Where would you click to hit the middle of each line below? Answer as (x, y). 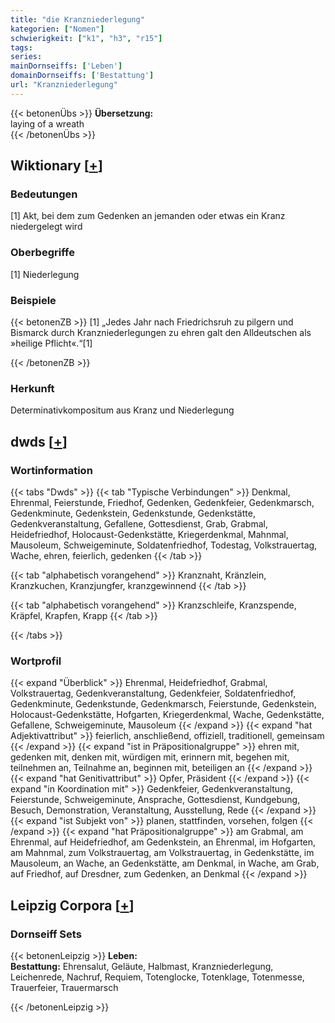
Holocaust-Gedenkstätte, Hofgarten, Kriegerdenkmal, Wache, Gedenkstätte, (167, 715)
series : (26, 57)
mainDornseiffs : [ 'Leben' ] (66, 66)
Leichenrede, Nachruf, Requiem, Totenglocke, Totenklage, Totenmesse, (157, 977)
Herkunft (32, 388)
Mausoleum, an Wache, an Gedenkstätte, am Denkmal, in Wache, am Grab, (165, 863)
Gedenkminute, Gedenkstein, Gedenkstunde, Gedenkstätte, (133, 513)
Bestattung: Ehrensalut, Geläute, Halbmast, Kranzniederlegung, (142, 966)
